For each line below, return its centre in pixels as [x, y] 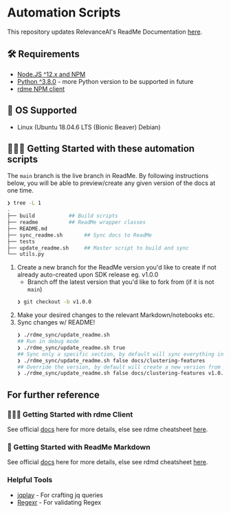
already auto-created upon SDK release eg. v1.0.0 [88, 275]
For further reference [53, 394]
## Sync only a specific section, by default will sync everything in [120, 354]
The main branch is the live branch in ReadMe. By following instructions [108, 176]
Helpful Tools [30, 480]
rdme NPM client [41, 89]
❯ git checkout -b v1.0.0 [54, 302]
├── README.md [27, 228]
